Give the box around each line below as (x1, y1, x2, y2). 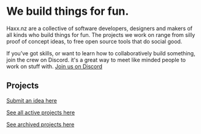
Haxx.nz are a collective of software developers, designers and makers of (6, 25, 193, 32)
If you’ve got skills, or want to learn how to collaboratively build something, (6, 49, 195, 57)
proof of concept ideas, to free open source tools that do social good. (6, 37, 183, 45)
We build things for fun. (6, 4, 129, 18)
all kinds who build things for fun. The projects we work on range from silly (6, 31, 195, 38)
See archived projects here (6, 120, 75, 128)
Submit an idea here (6, 97, 57, 104)
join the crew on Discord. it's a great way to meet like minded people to (6, 56, 186, 63)
